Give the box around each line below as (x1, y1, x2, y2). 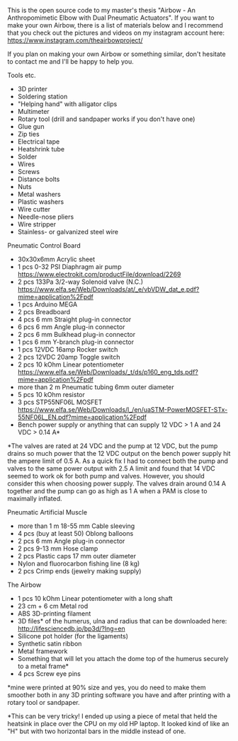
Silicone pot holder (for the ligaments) (17, 632, 129, 640)
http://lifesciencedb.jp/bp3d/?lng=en (17, 624, 125, 633)
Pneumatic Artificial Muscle (7, 508, 87, 516)
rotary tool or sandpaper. (7, 699, 80, 706)
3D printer (17, 85, 48, 93)
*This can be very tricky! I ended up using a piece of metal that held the (7, 712, 217, 720)
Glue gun (17, 122, 45, 130)
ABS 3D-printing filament (17, 609, 91, 618)
